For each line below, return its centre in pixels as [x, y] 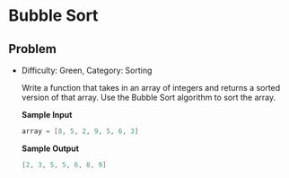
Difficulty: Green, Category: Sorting [87, 70]
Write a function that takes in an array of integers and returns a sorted [151, 88]
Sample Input [47, 115]
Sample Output [50, 148]
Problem [33, 49]
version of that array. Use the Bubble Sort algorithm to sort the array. [148, 97]
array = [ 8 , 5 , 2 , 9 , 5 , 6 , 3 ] [80, 131]
